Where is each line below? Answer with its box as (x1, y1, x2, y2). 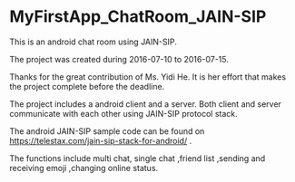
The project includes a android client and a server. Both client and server (9, 98, 281, 110)
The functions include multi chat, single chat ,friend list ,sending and (9, 152, 266, 164)
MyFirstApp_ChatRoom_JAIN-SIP (9, 6, 267, 27)
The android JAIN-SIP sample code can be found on (9, 125, 205, 137)
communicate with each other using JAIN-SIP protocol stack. (9, 108, 238, 119)
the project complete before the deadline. (9, 81, 165, 91)
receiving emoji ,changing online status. (9, 162, 159, 173)
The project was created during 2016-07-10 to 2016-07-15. (9, 53, 229, 64)
